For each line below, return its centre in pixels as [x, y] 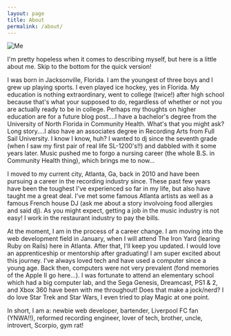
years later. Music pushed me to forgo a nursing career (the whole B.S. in [111, 153]
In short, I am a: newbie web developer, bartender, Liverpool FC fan [103, 310]
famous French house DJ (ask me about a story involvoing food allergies [110, 204]
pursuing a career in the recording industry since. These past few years [109, 181]
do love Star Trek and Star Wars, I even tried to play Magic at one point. [109, 297]
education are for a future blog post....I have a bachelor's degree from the [112, 117]
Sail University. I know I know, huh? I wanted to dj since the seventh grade [112, 139]
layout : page [26, 13]
